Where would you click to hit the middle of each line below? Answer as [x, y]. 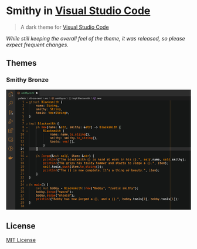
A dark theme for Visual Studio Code [65, 27]
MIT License [21, 240]
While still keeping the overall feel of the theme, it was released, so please [96, 38]
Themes [21, 63]
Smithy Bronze [27, 80]
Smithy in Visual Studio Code [78, 11]
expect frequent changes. [37, 45]
